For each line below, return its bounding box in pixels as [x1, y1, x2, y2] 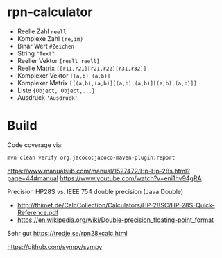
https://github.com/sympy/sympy [7, 242, 103, 250]
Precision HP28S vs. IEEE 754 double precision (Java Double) [7, 187, 184, 196]
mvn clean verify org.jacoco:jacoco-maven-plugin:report [7, 154, 176, 161]
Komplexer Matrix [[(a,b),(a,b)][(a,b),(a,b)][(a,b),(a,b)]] [17, 78, 197, 87]
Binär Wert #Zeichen [17, 42, 75, 50]
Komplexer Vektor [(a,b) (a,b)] [17, 71, 111, 80]
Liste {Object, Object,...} [17, 86, 96, 94]
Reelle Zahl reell [17, 27, 67, 35]
